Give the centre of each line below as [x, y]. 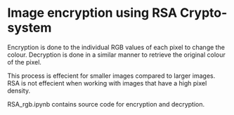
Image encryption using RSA [92, 13]
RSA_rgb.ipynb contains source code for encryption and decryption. [106, 104]
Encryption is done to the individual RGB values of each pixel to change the [116, 47]
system [30, 28]
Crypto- [203, 13]
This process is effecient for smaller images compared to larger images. [111, 76]
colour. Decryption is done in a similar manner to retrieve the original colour [117, 55]
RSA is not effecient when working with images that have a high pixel [107, 83]
